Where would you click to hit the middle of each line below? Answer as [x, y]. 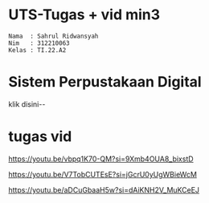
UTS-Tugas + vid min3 [84, 15]
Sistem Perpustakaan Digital [105, 82]
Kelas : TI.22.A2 [37, 50]
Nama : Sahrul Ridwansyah [53, 36]
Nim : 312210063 [39, 43]
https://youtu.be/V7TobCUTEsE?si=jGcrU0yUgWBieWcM [102, 174]
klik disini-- [27, 104]
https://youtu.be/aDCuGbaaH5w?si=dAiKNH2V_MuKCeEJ [104, 189]
